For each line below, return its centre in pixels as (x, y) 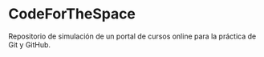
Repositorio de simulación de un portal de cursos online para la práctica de (132, 36)
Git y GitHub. (29, 44)
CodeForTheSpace (72, 14)
